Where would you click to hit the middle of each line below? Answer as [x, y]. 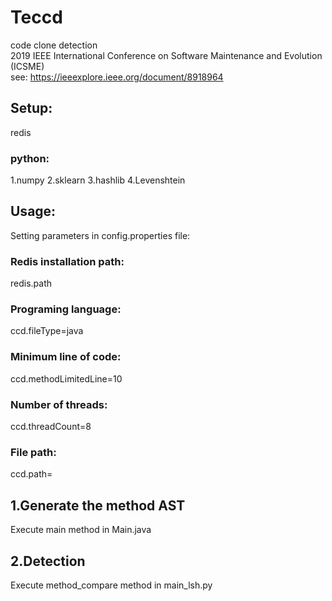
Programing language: [66, 309]
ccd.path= [31, 474]
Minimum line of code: [66, 357]
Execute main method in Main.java [81, 530]
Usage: [33, 211]
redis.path [31, 283]
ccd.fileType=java [47, 331]
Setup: [31, 108]
